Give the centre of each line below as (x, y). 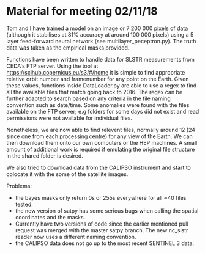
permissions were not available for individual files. (69, 118)
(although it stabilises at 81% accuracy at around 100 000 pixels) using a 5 (100, 34)
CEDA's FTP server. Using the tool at (52, 66)
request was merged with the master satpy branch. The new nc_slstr (102, 230)
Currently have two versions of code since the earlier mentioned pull (102, 224)
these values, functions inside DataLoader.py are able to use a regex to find (102, 85)
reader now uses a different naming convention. (76, 237)
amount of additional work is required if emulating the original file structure (101, 149)
